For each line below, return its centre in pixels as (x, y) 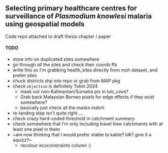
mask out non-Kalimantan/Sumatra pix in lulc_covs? (74, 92)
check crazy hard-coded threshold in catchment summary (74, 119)
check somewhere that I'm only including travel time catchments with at (88, 124)
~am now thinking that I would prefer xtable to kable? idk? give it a (82, 135)
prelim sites (25, 75)
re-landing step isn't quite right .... (48, 113)
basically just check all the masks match (62, 108)
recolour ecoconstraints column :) (56, 145)
